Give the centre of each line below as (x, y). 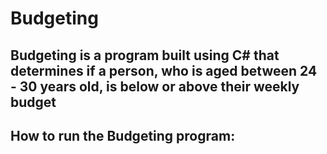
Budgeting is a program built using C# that (145, 55)
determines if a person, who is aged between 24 (164, 70)
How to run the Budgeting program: (123, 135)
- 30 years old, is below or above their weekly (155, 86)
